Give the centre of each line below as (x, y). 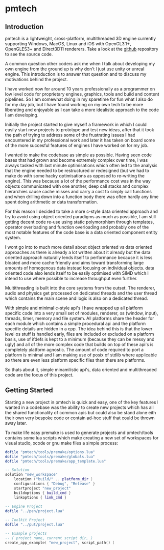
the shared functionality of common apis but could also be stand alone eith (81, 412)
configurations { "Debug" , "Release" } (55, 484)
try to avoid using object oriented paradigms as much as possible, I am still (80, 217)
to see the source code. (29, 54)
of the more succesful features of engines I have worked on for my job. (77, 145)
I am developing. (22, 115)
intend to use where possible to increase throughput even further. (71, 278)
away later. (16, 423)
